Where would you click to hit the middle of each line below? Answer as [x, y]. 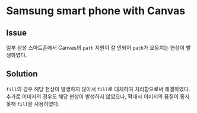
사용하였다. [47, 104]
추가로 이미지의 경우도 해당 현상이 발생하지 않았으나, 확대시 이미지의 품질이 [93, 96]
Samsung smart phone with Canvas [96, 11]
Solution [22, 74]
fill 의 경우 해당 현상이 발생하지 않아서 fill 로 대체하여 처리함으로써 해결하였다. [99, 89]
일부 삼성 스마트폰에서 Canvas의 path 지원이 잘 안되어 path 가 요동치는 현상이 [96, 48]
